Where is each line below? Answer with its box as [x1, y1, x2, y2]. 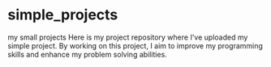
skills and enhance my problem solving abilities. [7, 49, 167, 59]
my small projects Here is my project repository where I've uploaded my [7, 32, 248, 42]
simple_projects [7, 6, 118, 24]
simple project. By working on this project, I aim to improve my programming [7, 40, 263, 50]
